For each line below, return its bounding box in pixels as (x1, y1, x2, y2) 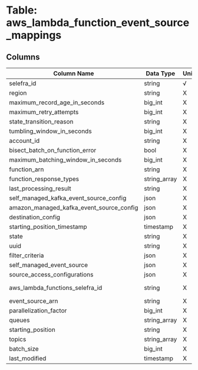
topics (9, 335, 27, 343)
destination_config (9, 213, 61, 221)
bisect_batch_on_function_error (9, 146, 97, 154)
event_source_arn (9, 297, 58, 305)
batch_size (9, 345, 39, 353)
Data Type (146, 69, 176, 77)
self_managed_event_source (9, 261, 88, 269)
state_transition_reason (9, 118, 74, 125)
